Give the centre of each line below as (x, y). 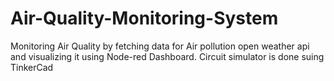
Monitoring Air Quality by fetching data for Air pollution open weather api (160, 46)
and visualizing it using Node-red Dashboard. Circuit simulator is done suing (167, 56)
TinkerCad (32, 67)
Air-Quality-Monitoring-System (144, 18)
